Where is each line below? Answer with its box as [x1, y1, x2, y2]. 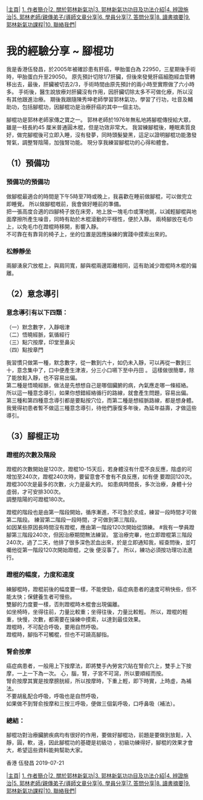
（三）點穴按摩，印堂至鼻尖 [6, 338, 76, 346]
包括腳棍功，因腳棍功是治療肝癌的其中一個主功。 [22, 103, 144, 111]
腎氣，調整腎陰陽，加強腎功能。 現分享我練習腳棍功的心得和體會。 [6, 138, 172, 146]
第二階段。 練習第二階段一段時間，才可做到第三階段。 [6, 516, 140, 523]
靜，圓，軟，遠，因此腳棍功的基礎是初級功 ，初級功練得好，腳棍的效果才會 [6, 739, 193, 746]
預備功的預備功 [6, 178, 50, 186]
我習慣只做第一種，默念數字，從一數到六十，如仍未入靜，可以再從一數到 [6, 359, 186, 366]
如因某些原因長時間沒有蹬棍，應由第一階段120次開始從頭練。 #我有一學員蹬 [6, 524, 195, 531]
